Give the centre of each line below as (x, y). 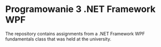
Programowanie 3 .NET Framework (80, 9)
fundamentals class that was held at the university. (58, 39)
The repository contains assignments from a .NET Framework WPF (75, 33)
